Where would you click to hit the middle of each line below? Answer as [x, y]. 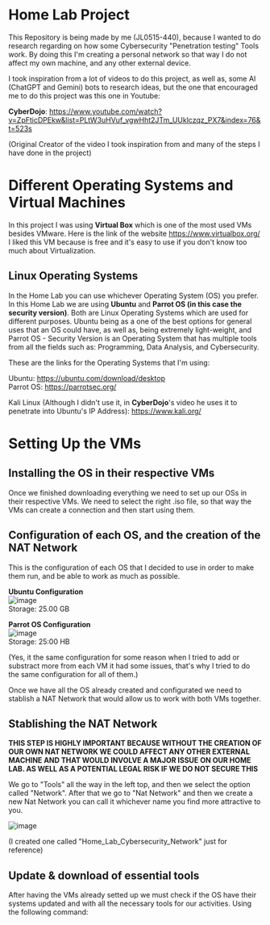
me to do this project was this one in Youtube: [85, 95]
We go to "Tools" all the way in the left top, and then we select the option [129, 785]
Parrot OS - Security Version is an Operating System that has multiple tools [133, 338]
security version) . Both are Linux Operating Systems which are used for [128, 312]
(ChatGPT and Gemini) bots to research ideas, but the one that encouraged [133, 87]
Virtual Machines [67, 203]
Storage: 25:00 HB [39, 641]
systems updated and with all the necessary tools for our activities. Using [130, 904]
